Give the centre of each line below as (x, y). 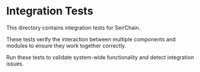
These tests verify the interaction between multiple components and (91, 39)
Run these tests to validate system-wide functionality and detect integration (100, 57)
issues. (15, 64)
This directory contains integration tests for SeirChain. (73, 28)
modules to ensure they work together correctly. (66, 46)
